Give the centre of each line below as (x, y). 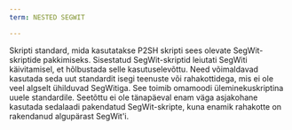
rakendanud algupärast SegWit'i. (69, 116)
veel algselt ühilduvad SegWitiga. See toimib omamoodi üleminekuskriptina (146, 88)
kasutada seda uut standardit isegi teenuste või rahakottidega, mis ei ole (141, 78)
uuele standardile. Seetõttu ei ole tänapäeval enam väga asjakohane (134, 97)
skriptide (25, 59)
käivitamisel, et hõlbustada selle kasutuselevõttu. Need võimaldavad (134, 69)
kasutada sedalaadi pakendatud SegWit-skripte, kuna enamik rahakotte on (146, 106)
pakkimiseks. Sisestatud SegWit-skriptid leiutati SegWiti (145, 59)
